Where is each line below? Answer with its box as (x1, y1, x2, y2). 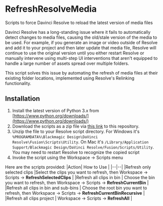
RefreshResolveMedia (5, 3, 97, 15)
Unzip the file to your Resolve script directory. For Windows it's (12, 129, 140, 134)
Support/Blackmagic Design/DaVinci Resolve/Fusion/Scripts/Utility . (12, 144, 154, 150)
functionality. (5, 80, 32, 86)
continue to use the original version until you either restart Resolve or (5, 50, 144, 56)
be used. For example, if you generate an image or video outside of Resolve (5, 39, 158, 45)
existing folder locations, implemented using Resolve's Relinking (5, 75, 135, 81)
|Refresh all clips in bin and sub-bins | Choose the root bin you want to (5, 185, 147, 191)
